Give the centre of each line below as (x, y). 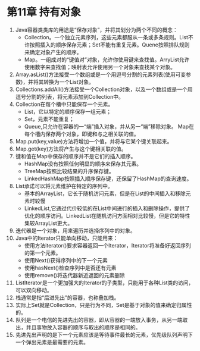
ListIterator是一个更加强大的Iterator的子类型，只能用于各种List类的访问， (104, 283)
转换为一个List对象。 (69, 82)
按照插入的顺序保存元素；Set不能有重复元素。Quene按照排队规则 (110, 45)
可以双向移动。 (34, 290)
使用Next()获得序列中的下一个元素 (66, 260)
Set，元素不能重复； (49, 119)
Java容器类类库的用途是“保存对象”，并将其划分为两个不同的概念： (96, 30)
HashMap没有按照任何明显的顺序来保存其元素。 (83, 164)
